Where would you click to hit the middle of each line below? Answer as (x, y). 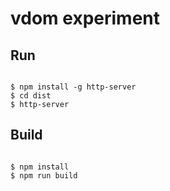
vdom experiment (85, 18)
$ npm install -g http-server (73, 87)
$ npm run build (44, 175)
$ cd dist (31, 96)
